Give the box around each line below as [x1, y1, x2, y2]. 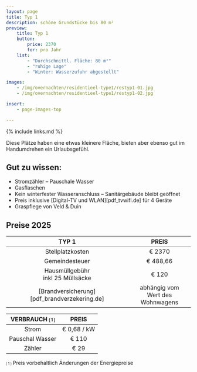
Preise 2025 [6, 220, 52, 230]
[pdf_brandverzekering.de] [30, 295, 104, 303]
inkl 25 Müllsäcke [43, 274, 92, 283]
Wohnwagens [140, 298, 179, 307]
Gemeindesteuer [43, 257, 90, 265]
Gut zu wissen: [6, 162, 62, 172]
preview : [6, 25, 28, 31]
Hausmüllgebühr [44, 267, 90, 275]
